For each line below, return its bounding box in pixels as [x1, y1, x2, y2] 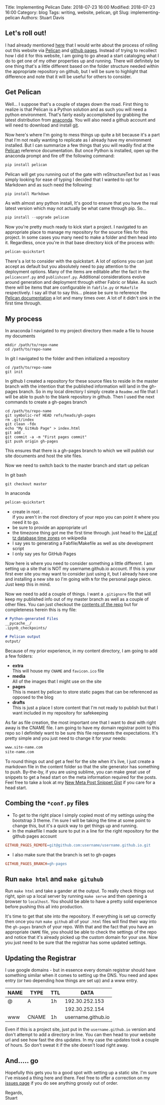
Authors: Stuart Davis [21, 15, 65, 20]
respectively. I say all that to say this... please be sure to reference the [5, 290, 147, 296]
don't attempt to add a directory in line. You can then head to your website [5, 1032, 156, 1038]
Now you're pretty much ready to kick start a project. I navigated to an [5, 224, 148, 230]
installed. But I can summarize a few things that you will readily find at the [5, 142, 154, 148]
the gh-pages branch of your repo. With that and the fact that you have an [5, 924, 154, 930]
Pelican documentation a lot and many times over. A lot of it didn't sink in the [5, 295, 161, 301]
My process [5, 314, 42, 323]
